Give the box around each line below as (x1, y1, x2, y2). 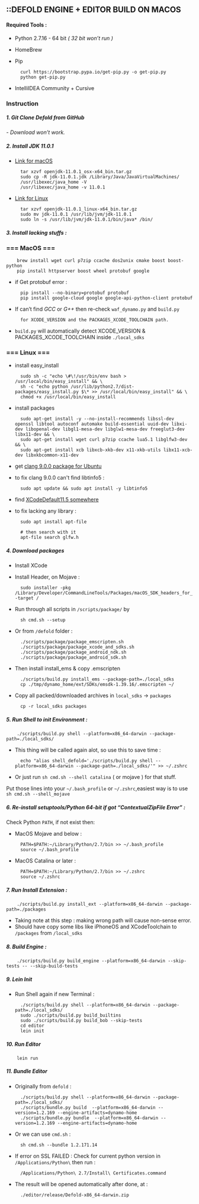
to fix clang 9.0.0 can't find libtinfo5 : (14, 474, 105, 481)
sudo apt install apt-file (20, 519, 87, 525)
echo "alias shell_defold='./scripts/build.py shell (20, 758, 153, 764)
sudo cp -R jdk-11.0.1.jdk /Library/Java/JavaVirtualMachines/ (20, 174, 179, 180)
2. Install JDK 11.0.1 (6, 142, 54, 150)
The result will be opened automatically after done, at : (14, 1180, 148, 1187)
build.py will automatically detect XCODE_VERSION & (14, 327, 146, 334)
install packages (14, 404, 55, 411)
